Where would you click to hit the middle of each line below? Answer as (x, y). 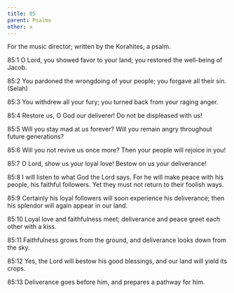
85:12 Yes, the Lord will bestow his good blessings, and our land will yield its (117, 261)
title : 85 (22, 14)
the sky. (19, 248)
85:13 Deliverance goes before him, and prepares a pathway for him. (106, 282)
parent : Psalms (29, 20)
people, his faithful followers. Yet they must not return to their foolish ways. (116, 185)
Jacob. (17, 68)
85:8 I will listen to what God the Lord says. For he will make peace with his (116, 177)
